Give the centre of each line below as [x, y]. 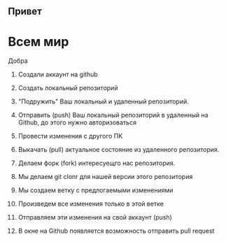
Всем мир [38, 42]
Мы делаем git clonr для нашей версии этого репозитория [105, 177]
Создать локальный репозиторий [68, 88]
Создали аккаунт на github [58, 74]
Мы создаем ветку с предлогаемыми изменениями [96, 190]
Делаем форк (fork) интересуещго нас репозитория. [97, 163]
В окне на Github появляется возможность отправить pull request [116, 231]
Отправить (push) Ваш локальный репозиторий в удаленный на [113, 115]
